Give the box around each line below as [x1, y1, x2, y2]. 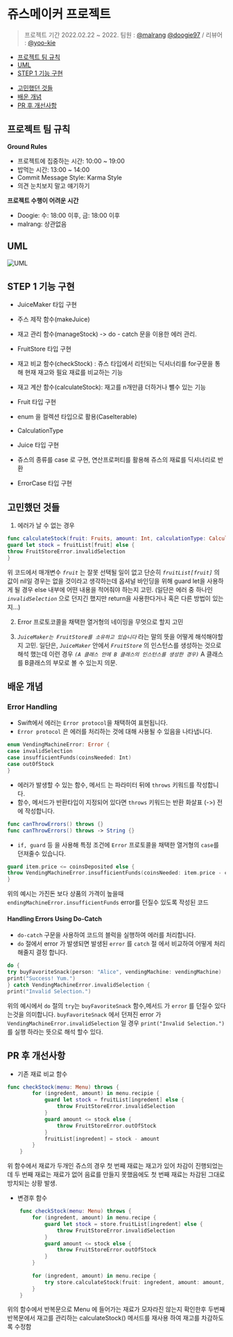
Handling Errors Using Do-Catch [7, 914, 103, 922]
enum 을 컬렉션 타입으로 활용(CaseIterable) [17, 413, 137, 421]
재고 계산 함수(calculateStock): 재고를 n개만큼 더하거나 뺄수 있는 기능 [17, 383, 207, 392]
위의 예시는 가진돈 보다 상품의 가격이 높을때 [7, 890, 124, 898]
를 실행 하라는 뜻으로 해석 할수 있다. [7, 1027, 103, 1036]
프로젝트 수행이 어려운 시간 [7, 196, 79, 205]
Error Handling [7, 702, 58, 712]
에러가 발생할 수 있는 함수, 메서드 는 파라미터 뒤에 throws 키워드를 [17, 780, 196, 789]
